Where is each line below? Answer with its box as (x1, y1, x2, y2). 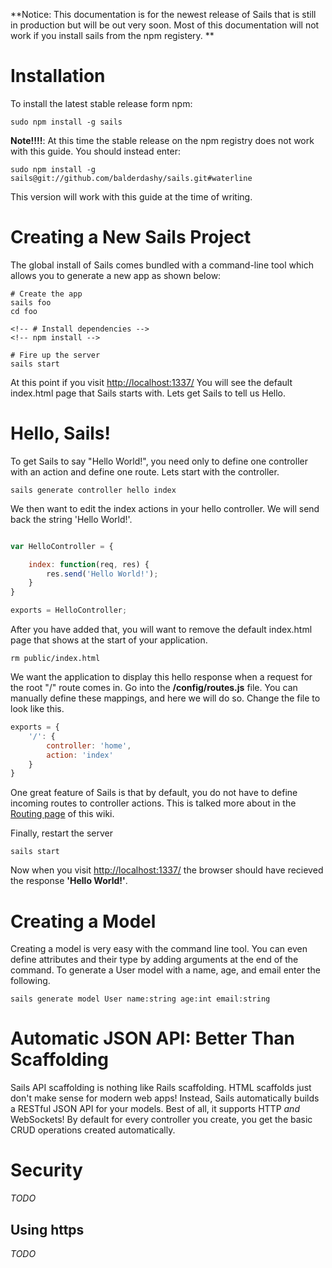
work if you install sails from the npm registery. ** (10, 30, 215, 41)
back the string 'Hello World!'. (10, 513, 133, 525)
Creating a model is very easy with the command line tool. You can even (10, 943, 308, 955)
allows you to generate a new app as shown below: (10, 269, 222, 281)
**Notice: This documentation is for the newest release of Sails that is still (10, 9, 317, 20)
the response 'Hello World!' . (10, 875, 128, 887)
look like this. (10, 703, 65, 715)
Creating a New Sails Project (10, 226, 252, 249)
